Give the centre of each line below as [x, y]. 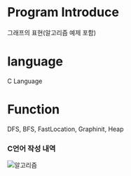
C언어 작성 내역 [32, 149]
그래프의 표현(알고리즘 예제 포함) [52, 32]
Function [34, 109]
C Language [25, 81]
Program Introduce [63, 12]
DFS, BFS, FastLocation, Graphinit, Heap [65, 129]
